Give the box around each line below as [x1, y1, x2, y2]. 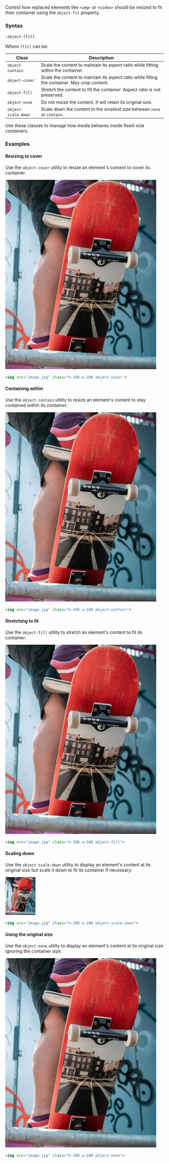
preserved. [41, 92, 64, 98]
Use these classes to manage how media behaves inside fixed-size [5, 123, 145, 129]
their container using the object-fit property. [5, 10, 100, 16]
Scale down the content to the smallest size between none [41, 106, 160, 112]
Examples [5, 141, 30, 148]
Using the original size [5, 931, 53, 937]
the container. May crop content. [41, 80, 109, 86]
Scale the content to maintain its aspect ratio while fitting [41, 62, 158, 68]
